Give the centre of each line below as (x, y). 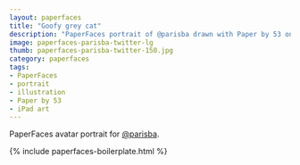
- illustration (37, 92)
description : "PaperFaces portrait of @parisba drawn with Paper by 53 (145, 34)
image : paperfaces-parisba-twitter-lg (81, 42)
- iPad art (29, 109)
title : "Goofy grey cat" (55, 26)
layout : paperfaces (46, 17)
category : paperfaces (50, 59)
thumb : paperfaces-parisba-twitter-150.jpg (92, 51)
